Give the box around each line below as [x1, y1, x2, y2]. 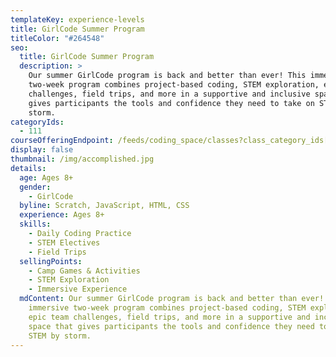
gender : [19, 182, 52, 192]
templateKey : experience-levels [10, 14, 145, 25]
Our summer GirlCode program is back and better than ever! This [28, 71, 307, 81]
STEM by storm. [28, 331, 92, 341]
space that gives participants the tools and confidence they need [28, 321, 315, 331]
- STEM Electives [28, 237, 101, 248]
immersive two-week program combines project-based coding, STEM [28, 303, 307, 313]
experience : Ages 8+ [19, 210, 105, 220]
